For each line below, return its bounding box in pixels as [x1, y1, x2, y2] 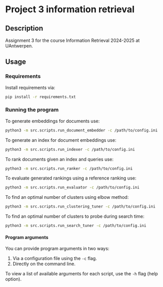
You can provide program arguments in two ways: [5, 246, 110, 252]
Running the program [5, 106, 59, 113]
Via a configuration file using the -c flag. [12, 255, 97, 262]
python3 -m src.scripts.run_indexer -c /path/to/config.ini [5, 147, 136, 152]
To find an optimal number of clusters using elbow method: [5, 194, 129, 200]
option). [5, 276, 22, 282]
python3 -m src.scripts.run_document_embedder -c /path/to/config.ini [5, 127, 158, 133]
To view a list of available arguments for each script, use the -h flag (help [5, 271, 158, 277]
